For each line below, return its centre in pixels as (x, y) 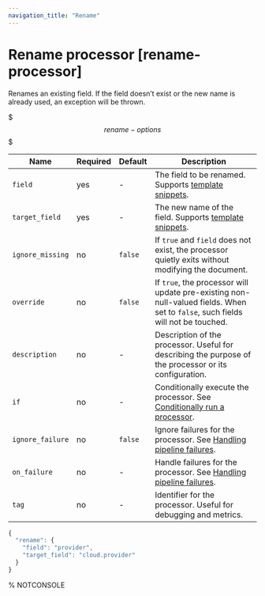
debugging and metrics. (199, 515)
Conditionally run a (190, 406)
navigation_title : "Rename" (54, 15)
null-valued (177, 302)
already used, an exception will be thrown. (77, 102)
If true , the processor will (202, 282)
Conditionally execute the (202, 387)
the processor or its (191, 364)
